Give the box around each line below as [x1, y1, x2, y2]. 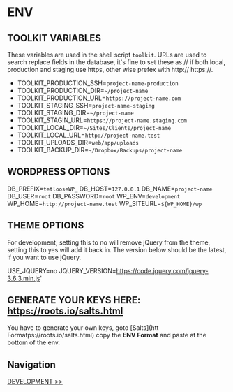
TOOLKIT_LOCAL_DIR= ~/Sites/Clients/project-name [17, 124, 172, 131]
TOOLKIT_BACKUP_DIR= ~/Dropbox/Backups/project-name [17, 146, 183, 154]
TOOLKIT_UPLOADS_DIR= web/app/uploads [17, 138, 140, 147]
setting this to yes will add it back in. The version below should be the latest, [7, 245, 227, 254]
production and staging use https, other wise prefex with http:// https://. [7, 66, 213, 73]
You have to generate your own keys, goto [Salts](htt [7, 324, 159, 332]
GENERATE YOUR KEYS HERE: [7, 294, 141, 306]
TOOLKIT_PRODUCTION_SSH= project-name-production [17, 79, 179, 87]
